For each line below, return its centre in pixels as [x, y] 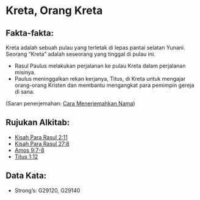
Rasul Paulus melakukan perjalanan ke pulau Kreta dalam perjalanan [100, 66]
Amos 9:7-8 [30, 150]
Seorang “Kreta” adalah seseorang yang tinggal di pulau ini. [81, 54]
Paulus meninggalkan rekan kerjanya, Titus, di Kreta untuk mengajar [100, 79]
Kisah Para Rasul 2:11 [41, 137]
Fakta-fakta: [30, 33]
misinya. [25, 72]
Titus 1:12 [26, 156]
